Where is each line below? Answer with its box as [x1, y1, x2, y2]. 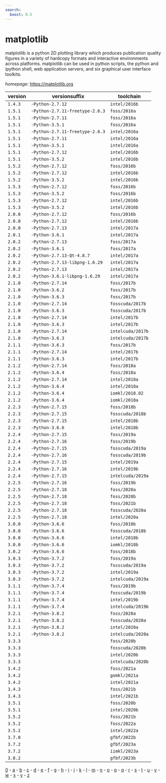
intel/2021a [109, 679, 138, 685]
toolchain [117, 93, 141, 100]
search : [5, 7, 21, 13]
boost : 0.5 [9, 12, 32, 17]
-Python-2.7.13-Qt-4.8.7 [30, 253, 90, 258]
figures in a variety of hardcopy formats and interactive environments [5, 56, 148, 62]
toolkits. [5, 71, 21, 78]
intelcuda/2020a [109, 631, 149, 637]
